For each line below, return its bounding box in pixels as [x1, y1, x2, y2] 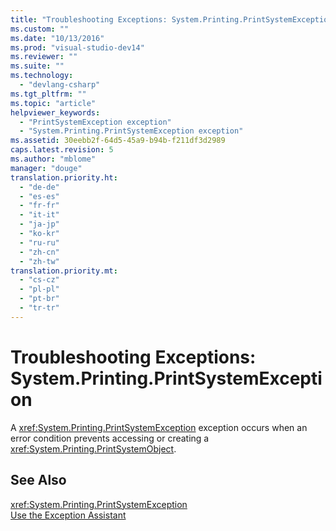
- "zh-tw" [19, 256, 60, 266]
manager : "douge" [10, 163, 83, 173]
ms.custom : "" [10, 24, 70, 34]
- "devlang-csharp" [19, 80, 101, 90]
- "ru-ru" [19, 237, 60, 248]
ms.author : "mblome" [10, 154, 97, 164]
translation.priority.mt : [10, 266, 118, 276]
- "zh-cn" [19, 247, 60, 257]
